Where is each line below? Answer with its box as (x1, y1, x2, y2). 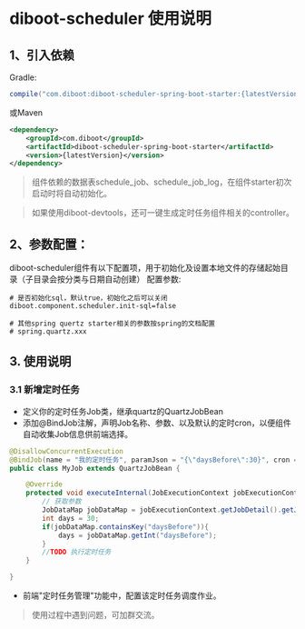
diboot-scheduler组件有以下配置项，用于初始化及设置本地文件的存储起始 (9, 263, 281, 274)
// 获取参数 (42, 497, 82, 506)
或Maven (9, 106, 44, 118)
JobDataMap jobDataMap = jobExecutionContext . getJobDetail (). (42, 505, 282, 514)
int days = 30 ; (42, 514, 100, 523)
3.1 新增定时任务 (9, 384, 80, 396)
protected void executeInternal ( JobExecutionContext (25, 488, 230, 498)
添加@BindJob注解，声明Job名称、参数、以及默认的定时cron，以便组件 (22, 417, 292, 428)
